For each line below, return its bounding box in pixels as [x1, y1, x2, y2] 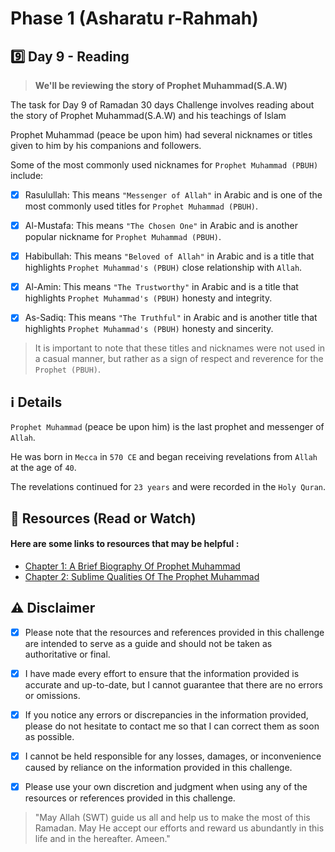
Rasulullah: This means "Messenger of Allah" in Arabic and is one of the [24, 189, 323, 201]
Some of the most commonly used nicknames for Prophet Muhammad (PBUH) [10, 159, 319, 171]
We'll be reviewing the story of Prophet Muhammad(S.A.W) [34, 80, 288, 91]
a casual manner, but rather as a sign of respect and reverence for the [34, 353, 324, 365]
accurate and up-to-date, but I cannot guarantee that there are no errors [24, 678, 323, 691]
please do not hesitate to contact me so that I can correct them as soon [24, 720, 320, 732]
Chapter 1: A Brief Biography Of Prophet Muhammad [24, 560, 241, 572]
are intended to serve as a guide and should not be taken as [24, 637, 273, 649]
